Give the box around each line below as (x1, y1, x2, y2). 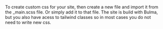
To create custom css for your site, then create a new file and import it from (5, 4, 159, 10)
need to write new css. (5, 19, 52, 25)
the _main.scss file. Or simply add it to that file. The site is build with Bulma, (5, 9, 158, 15)
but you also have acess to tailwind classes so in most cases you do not (5, 14, 151, 20)
